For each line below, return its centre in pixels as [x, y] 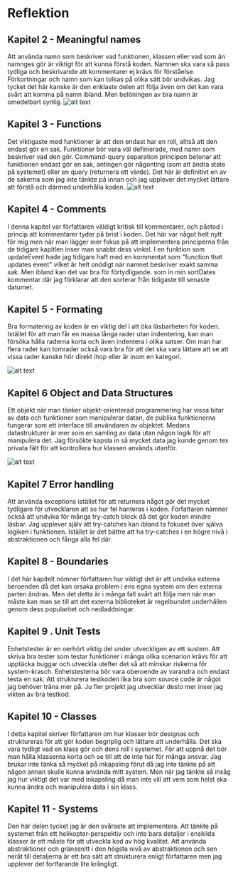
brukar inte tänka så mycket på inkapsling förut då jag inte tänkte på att [111, 764]
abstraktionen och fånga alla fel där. [60, 539]
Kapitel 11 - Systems [53, 809]
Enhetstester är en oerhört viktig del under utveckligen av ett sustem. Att [114, 648]
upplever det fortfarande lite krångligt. [63, 864]
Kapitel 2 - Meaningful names [74, 40]
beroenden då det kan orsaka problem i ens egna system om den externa [115, 586]
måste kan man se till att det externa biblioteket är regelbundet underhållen [117, 601]
